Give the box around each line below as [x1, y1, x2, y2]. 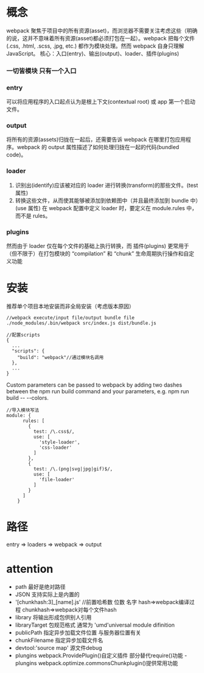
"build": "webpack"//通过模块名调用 [17, 354, 104, 360]
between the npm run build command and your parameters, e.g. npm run [6, 387, 189, 395]
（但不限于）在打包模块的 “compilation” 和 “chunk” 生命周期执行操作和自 [6, 250, 189, 257]
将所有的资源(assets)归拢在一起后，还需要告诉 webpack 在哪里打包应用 [6, 136, 186, 144]
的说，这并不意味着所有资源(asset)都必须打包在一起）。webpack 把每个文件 [6, 34, 195, 42]
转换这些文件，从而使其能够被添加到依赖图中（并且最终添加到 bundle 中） [15, 197, 199, 204]
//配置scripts [6, 332, 41, 338]
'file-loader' [38, 476, 75, 482]
